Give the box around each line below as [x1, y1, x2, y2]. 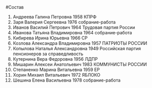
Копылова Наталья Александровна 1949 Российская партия [12, 46, 141, 51]
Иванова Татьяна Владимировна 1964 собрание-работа [12, 30, 132, 35]
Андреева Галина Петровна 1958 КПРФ [12, 14, 97, 19]
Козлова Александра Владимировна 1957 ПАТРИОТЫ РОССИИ [12, 40, 148, 46]
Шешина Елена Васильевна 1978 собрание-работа [12, 77, 121, 83]
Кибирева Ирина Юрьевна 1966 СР [12, 35, 88, 41]
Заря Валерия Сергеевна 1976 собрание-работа [12, 19, 116, 25]
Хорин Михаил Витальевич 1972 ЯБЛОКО [12, 72, 101, 78]
